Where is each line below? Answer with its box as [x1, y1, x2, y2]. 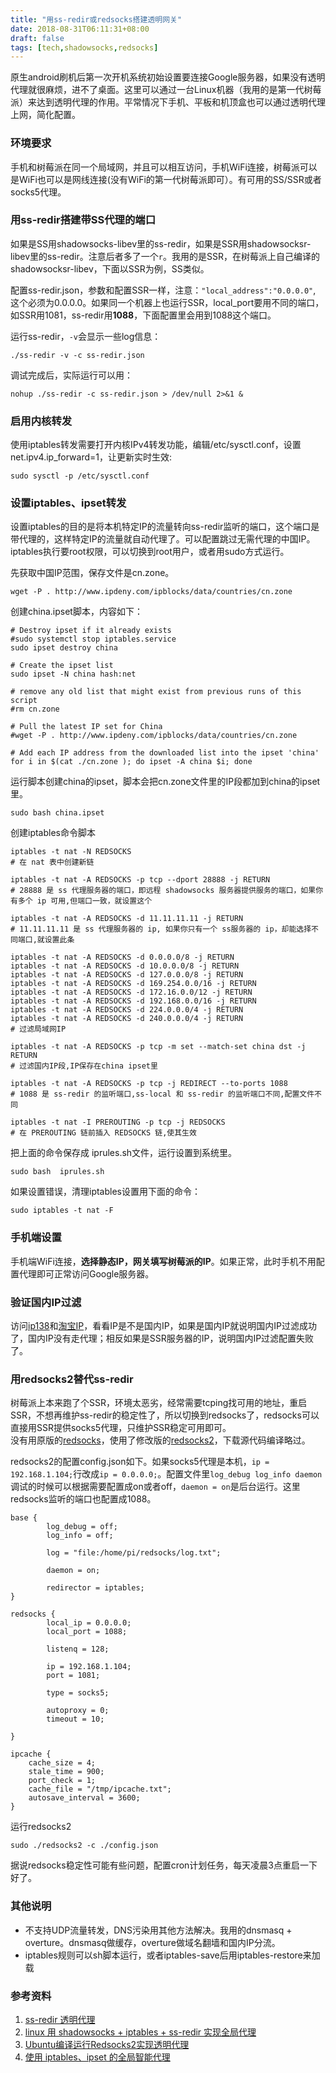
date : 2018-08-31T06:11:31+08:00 [10, 24, 150, 34]
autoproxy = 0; [46, 1706, 110, 1716]
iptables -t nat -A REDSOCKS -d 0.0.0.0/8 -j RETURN [10, 952, 235, 963]
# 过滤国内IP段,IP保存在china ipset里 [10, 1061, 158, 1071]
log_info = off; [46, 1531, 114, 1541]
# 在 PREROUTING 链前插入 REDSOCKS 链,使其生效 [10, 1128, 197, 1138]
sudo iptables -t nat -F [10, 1206, 114, 1216]
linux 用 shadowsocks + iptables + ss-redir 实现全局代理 [24, 2026, 257, 2038]
